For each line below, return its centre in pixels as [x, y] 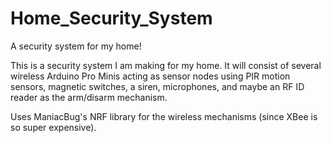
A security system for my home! [76, 46]
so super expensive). [53, 127]
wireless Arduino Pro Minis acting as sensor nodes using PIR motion [150, 76]
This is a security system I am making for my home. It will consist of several [166, 65]
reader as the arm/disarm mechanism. [89, 97]
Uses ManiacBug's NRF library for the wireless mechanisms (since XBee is [164, 116]
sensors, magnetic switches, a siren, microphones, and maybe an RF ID [157, 86]
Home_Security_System [111, 18]
